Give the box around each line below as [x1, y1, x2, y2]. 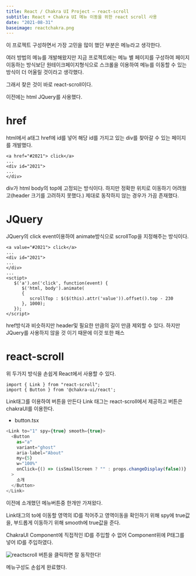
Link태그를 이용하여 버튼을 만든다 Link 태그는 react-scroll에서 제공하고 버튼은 [6, 398, 183, 405]
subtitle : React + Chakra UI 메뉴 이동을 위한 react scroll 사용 [6, 14, 157, 20]
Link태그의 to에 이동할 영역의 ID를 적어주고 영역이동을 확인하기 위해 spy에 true [6, 512, 185, 519]
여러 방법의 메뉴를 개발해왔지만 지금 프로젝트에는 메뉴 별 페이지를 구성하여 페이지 [6, 54, 190, 61]
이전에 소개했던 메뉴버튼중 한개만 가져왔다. [6, 499, 103, 506]
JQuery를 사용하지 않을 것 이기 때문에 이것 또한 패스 [6, 329, 125, 336]
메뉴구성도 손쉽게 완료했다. [6, 563, 67, 570]
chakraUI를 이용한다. [6, 405, 54, 412]
